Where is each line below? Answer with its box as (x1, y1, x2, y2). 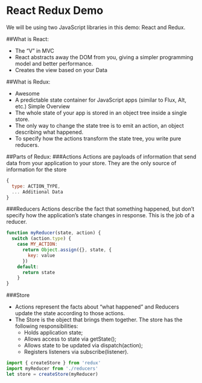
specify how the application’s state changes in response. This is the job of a (6, 212, 195, 219)
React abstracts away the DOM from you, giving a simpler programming (14, 53, 194, 61)
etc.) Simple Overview (14, 102, 71, 110)
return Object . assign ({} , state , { (22, 247, 112, 253)
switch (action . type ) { (11, 235, 71, 242)
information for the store (6, 166, 67, 173)
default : (17, 264, 39, 270)
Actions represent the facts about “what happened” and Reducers (14, 303, 180, 310)
